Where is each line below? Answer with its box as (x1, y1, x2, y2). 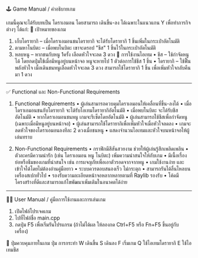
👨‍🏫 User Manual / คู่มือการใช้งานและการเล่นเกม (6, 196, 106, 203)
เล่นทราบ (14, 133, 32, 140)
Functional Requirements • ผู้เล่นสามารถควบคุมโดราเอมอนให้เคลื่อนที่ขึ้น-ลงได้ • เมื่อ (14, 100, 192, 107)
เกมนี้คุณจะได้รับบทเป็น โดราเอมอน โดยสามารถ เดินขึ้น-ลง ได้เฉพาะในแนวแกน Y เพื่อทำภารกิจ (6, 19, 191, 26)
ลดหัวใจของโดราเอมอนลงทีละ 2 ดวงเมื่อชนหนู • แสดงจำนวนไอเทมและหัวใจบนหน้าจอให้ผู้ (14, 127, 190, 134)
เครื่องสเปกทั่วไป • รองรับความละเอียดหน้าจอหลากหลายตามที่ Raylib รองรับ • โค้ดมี (14, 172, 179, 179)
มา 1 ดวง (14, 71, 32, 78)
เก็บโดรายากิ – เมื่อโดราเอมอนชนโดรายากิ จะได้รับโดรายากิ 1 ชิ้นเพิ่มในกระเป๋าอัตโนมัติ (14, 38, 180, 44)
